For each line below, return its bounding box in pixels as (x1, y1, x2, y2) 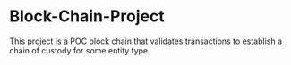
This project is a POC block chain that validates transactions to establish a (9, 36, 283, 46)
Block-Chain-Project (9, 6, 166, 27)
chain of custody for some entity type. (9, 45, 150, 55)
